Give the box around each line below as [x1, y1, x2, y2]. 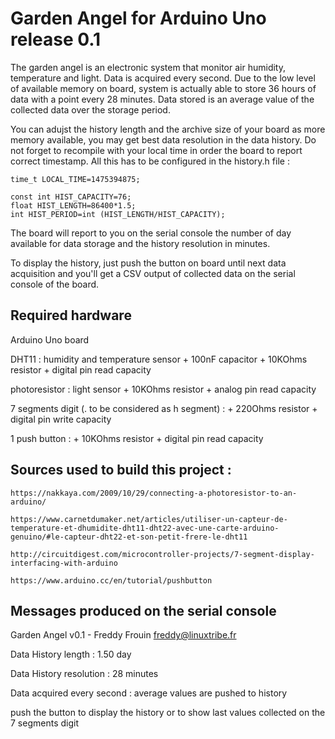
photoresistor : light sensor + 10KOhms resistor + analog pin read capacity [10, 383, 317, 395]
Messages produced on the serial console [10, 602, 277, 619]
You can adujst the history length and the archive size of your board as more [10, 123, 326, 135]
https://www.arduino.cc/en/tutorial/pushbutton [10, 575, 213, 586]
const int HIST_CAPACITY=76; [10, 192, 132, 202]
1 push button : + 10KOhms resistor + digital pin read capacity [10, 432, 264, 444]
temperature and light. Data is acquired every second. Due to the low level [10, 72, 316, 84]
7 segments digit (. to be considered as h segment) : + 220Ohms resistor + [10, 402, 318, 414]
